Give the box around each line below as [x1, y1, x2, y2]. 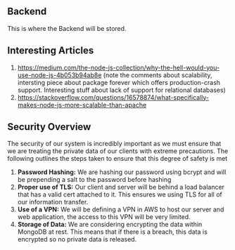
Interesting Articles [7, 45, 94, 57]
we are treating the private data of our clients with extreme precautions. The [7, 147, 229, 155]
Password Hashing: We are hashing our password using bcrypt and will [17, 168, 227, 176]
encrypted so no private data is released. [17, 235, 137, 244]
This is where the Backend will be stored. [7, 24, 127, 32]
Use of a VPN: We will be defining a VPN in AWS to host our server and [17, 205, 224, 213]
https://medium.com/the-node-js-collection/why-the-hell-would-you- [17, 63, 220, 72]
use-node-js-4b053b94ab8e [17, 70, 102, 79]
